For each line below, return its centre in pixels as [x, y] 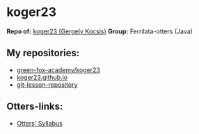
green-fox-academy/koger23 [58, 69]
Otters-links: [35, 107]
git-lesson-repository [47, 85]
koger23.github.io [42, 77]
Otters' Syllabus [40, 123]
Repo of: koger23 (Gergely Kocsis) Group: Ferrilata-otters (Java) [99, 31]
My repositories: [43, 53]
